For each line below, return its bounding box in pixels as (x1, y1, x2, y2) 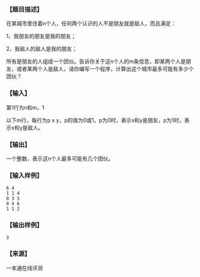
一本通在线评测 (6, 264, 43, 272)
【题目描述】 (6, 5, 43, 13)
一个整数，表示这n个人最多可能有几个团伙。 (6, 155, 114, 162)
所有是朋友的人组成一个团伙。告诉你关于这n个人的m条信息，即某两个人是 (6, 58, 186, 65)
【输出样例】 (6, 221, 43, 229)
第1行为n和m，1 (6, 104, 45, 111)
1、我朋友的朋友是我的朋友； (6, 33, 76, 40)
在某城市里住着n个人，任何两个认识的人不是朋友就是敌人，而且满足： (6, 20, 177, 27)
